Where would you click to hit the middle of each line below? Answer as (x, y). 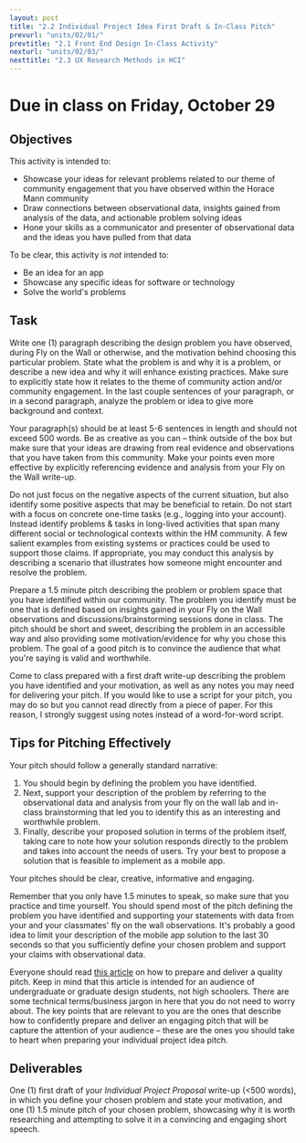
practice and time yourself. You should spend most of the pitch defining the (152, 905)
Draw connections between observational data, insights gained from (151, 208)
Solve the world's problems (74, 292)
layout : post (34, 18)
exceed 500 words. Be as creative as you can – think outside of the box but (151, 438)
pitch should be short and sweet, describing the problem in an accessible (148, 629)
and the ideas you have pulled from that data (107, 237)
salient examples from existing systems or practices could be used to (140, 543)
